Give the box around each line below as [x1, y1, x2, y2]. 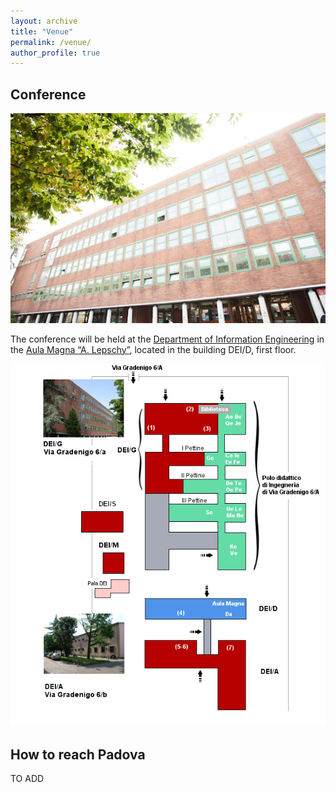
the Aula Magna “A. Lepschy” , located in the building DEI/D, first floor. [10, 343, 297, 355]
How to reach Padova [10, 746, 146, 763]
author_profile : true [10, 48, 101, 58]
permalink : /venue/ [10, 37, 92, 47]
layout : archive [10, 16, 78, 26]
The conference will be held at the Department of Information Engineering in [10, 333, 325, 345]
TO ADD [10, 773, 45, 785]
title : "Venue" [10, 26, 74, 37]
